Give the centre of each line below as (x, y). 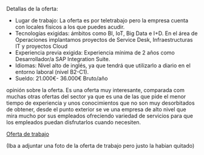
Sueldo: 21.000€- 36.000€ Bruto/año (61, 78)
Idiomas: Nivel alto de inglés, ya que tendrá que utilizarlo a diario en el (103, 65)
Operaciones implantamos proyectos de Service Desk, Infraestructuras (104, 40)
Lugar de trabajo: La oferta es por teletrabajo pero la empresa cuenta (102, 20)
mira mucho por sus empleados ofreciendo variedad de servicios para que (100, 116)
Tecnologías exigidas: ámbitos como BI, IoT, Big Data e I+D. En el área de (106, 33)
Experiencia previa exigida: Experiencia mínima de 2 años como (95, 53)
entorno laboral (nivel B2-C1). (52, 72)
